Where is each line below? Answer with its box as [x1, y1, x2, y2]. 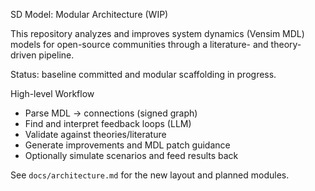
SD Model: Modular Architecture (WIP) [10, 9, 169, 20]
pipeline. [38, 49, 75, 61]
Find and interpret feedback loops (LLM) [24, 118, 192, 129]
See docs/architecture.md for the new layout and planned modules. [10, 169, 290, 181]
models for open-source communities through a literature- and [10, 39, 269, 50]
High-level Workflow [10, 88, 95, 99]
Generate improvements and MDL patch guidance [24, 139, 231, 151]
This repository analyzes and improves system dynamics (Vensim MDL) [10, 28, 305, 39]
